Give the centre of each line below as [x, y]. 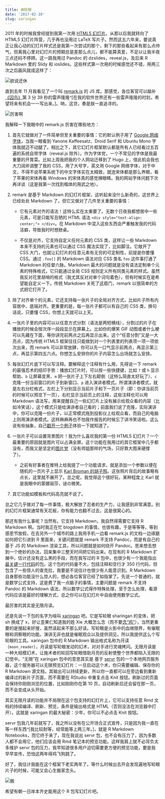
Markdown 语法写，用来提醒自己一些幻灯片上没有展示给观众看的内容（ [84, 401]
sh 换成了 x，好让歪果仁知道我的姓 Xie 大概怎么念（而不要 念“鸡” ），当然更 [80, 622]
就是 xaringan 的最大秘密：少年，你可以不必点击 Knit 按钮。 [80, 713]
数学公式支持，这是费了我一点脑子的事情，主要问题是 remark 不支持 [78, 583]
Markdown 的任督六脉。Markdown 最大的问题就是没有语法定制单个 [87, 265]
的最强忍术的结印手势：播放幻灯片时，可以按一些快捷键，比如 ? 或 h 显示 [86, 370]
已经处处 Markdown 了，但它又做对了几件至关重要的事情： [71, 201]
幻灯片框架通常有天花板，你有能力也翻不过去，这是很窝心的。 [71, 511]
